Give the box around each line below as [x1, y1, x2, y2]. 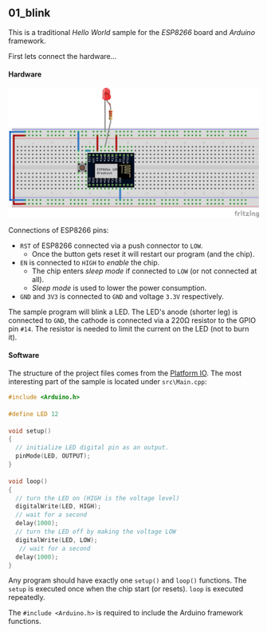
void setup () [8, 426, 52, 435]
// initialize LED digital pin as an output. [15, 444, 170, 452]
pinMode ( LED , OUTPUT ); [15, 452, 91, 461]
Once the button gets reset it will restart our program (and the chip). [31, 249, 255, 258]
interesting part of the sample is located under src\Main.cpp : [8, 377, 207, 387]
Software [8, 351, 40, 360]
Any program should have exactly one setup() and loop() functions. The [8, 575, 247, 585]
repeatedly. [8, 593, 45, 603]
